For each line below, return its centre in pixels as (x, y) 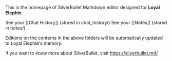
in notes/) (15, 28)
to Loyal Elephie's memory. (34, 43)
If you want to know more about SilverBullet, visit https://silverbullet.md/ (82, 53)
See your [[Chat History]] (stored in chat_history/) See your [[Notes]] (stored (86, 23)
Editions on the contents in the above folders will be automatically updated (84, 38)
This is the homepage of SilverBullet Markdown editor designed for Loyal (83, 7)
